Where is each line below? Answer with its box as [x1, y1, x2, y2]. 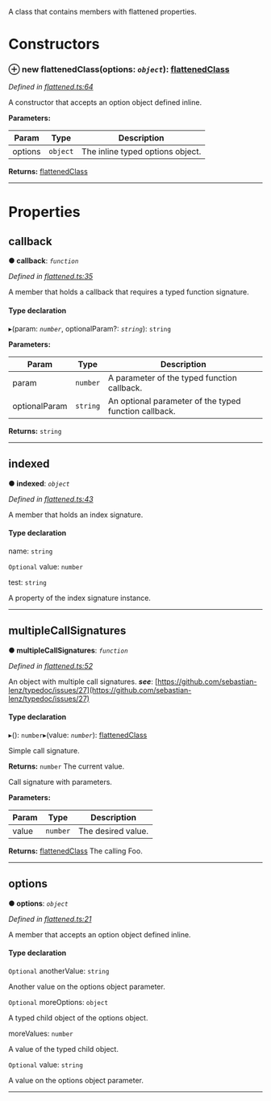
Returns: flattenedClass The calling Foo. [8, 846, 143, 856]
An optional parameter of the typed [107, 395, 241, 407]
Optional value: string [8, 1060, 83, 1070]
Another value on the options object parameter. [8, 982, 165, 991]
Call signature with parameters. [8, 777, 113, 786]
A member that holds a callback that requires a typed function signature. [8, 287, 250, 297]
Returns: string [8, 426, 62, 436]
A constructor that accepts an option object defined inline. [8, 98, 202, 107]
